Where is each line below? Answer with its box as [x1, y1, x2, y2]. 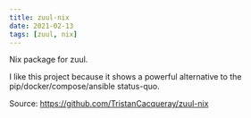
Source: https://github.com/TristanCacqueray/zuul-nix [9, 98, 209, 109]
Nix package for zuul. [9, 55, 88, 65]
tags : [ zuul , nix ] [9, 29, 78, 38]
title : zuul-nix [9, 13, 70, 22]
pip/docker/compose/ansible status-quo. [9, 81, 160, 92]
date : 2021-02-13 [9, 21, 74, 30]
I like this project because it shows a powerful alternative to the [9, 72, 242, 82]
